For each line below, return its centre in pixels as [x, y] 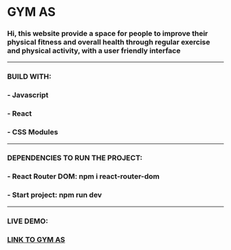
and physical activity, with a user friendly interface [94, 51]
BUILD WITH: [29, 76]
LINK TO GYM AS [36, 240]
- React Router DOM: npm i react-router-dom [84, 176]
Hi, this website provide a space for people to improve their [108, 34]
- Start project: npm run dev [55, 195]
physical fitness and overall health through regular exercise [109, 42]
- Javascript [28, 95]
